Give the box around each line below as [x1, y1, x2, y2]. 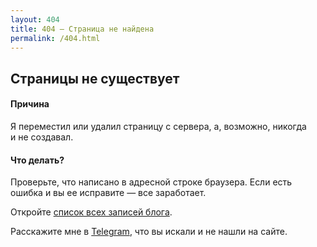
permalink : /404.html [10, 33, 101, 43]
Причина [10, 98, 50, 110]
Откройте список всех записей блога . [10, 206, 173, 218]
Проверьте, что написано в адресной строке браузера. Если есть [10, 176, 293, 188]
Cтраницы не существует [10, 70, 180, 87]
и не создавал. [10, 131, 74, 143]
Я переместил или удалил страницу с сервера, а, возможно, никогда [10, 120, 307, 132]
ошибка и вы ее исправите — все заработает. [10, 187, 207, 199]
